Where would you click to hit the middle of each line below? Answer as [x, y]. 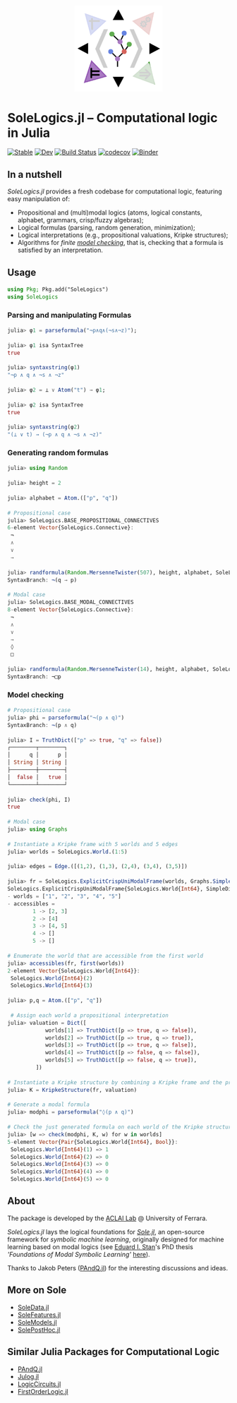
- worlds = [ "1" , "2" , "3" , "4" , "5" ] [64, 896]
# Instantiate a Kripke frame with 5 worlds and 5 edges [93, 844]
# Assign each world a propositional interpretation [90, 1015]
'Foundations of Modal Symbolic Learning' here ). [79, 1254]
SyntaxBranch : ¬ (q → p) [42, 580]
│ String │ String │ [38, 763]
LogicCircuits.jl [39, 1384]
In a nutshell [35, 174]
